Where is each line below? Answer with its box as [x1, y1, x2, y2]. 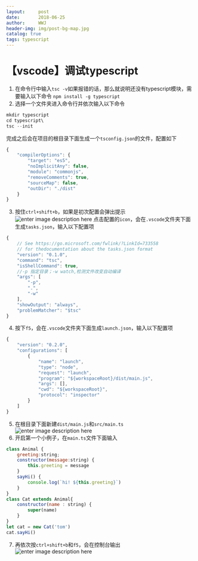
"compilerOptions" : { [17, 152, 70, 158]
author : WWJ [6, 20, 47, 26]
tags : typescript [6, 36, 49, 42]
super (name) [27, 507, 58, 513]
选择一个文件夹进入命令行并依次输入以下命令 [14, 100, 125, 107]
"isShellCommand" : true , [17, 263, 79, 269]
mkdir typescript [6, 112, 49, 118]
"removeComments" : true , [27, 174, 89, 180]
